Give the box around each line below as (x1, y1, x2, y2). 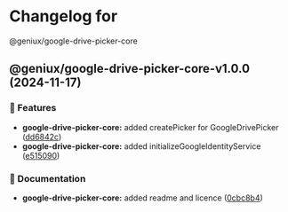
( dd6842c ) (21, 131, 62, 142)
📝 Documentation (9, 172, 86, 185)
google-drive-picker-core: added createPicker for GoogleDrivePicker (21, 122, 279, 132)
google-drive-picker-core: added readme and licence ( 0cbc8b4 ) (21, 192, 264, 203)
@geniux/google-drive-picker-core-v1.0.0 (9, 61, 251, 76)
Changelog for (9, 6, 118, 27)
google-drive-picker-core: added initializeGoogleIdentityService (21, 140, 261, 152)
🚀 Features (9, 102, 57, 114)
